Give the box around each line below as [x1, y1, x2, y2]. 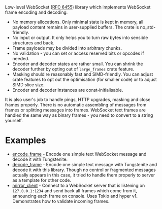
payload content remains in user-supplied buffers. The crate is [12, 24, 139, 30]
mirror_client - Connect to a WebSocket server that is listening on [12, 182, 145, 188]
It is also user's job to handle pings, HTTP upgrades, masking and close [5, 97, 151, 103]
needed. [12, 56, 30, 61]
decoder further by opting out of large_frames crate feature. [12, 66, 134, 72]
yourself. [5, 118, 23, 123]
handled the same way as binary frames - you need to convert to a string [5, 112, 154, 118]
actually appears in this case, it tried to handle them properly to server [12, 172, 155, 178]
